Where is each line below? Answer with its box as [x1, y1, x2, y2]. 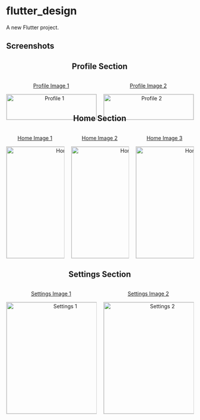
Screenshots [6, 41, 55, 51]
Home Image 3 [146, 134, 183, 141]
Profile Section [72, 61, 128, 71]
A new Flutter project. [6, 24, 59, 31]
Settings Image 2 [127, 290, 169, 297]
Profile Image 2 [129, 82, 167, 90]
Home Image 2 [81, 134, 118, 141]
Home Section [73, 113, 126, 124]
